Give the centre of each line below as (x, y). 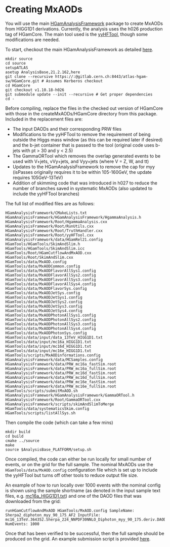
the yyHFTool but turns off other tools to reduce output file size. (72, 475)
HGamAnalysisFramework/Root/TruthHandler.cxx (54, 231)
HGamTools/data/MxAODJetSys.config (43, 293)
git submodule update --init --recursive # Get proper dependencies (79, 94)
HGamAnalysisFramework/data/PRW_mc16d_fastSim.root (61, 373)
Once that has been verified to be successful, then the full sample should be (85, 533)
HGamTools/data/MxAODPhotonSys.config (46, 333)
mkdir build (18, 432)
